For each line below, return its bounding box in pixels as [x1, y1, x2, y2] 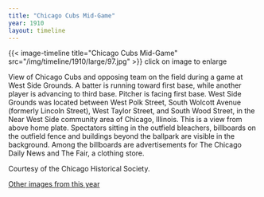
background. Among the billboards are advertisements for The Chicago [8, 140, 243, 150]
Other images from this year [8, 179, 100, 189]
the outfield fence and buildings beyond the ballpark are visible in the [8, 132, 235, 141]
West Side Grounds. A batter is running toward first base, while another [8, 81, 242, 90]
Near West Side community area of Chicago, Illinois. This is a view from [8, 115, 243, 124]
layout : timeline [8, 26, 66, 34]
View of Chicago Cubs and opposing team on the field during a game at [8, 73, 243, 82]
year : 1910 [8, 19, 45, 27]
